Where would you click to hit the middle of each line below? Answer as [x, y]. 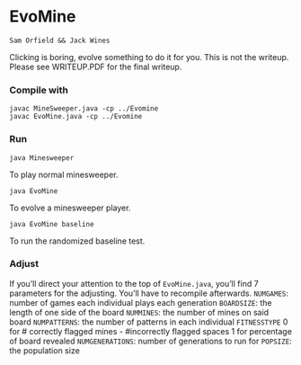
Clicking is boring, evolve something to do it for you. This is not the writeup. [149, 57]
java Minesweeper [42, 158]
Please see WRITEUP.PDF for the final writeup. [96, 67]
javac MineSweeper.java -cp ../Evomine [84, 109]
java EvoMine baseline [52, 224]
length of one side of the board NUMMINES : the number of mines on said [139, 312]
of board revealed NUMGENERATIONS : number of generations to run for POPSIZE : [150, 341]
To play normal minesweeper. [64, 174]
